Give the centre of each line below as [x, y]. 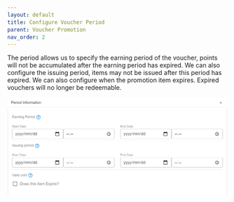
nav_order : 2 [26, 37]
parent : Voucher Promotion [47, 29]
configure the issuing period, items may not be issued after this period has [115, 73]
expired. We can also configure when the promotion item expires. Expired [113, 80]
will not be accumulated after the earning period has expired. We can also [114, 65]
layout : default [31, 15]
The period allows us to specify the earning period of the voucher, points [112, 58]
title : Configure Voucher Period [56, 22]
